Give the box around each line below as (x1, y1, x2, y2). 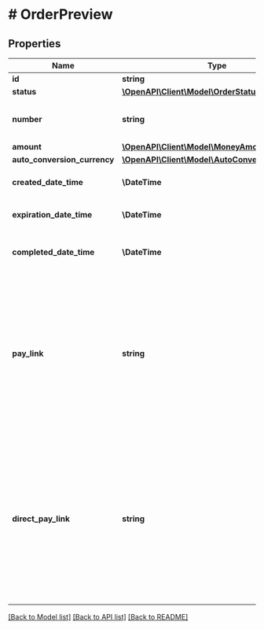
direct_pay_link (12, 513, 71, 524)
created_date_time (12, 177, 84, 187)
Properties (8, 37, 61, 50)
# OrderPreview (8, 6, 113, 24)
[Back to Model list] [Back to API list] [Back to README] (8, 612, 189, 621)
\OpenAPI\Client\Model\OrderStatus (121, 87, 261, 97)
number (12, 114, 42, 124)
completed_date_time (12, 246, 95, 257)
